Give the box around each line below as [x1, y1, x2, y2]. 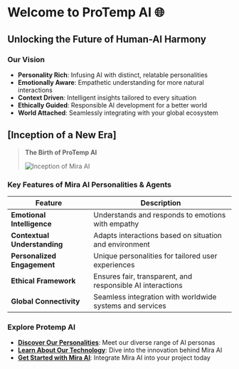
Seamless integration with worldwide [93, 291, 217, 301]
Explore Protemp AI [7, 322, 76, 332]
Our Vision [7, 54, 45, 64]
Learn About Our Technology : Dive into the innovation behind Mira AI [17, 346, 223, 355]
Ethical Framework [11, 276, 76, 286]
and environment [93, 239, 151, 249]
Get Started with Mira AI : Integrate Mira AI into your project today [17, 353, 211, 362]
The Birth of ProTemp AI [24, 147, 97, 157]
